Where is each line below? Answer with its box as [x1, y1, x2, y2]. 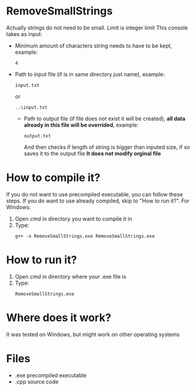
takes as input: [6, 30, 43, 37]
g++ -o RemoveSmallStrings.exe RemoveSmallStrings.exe [14, 233, 155, 239]
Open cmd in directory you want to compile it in [14, 215, 132, 222]
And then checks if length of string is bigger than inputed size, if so [23, 143, 191, 151]
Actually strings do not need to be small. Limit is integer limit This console [6, 24, 188, 31]
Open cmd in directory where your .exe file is [14, 273, 126, 280]
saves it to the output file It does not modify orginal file [23, 150, 161, 157]
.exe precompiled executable [14, 371, 87, 379]
